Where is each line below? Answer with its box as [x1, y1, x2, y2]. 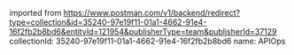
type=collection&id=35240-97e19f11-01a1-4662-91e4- [9, 17, 207, 27]
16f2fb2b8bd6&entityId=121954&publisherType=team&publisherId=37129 [9, 27, 277, 36]
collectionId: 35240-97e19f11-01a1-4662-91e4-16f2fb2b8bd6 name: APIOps [9, 35, 286, 46]
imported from [9, 8, 62, 18]
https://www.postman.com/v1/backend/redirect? [63, 8, 241, 18]
